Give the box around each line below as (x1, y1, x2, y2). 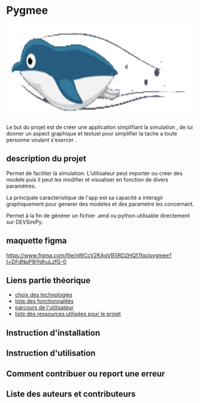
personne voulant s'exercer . (6, 136, 77, 143)
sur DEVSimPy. (6, 218, 43, 225)
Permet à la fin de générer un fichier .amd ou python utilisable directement (6, 212, 190, 219)
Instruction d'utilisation (6, 348, 96, 359)
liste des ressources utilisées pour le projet (14, 310, 121, 318)
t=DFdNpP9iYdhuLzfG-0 (6, 258, 67, 265)
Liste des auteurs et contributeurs (6, 389, 136, 399)
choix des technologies (14, 291, 73, 299)
